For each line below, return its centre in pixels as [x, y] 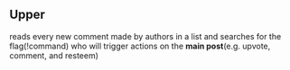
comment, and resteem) [54, 55]
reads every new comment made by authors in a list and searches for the [145, 36]
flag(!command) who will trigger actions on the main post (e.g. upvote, [140, 46]
